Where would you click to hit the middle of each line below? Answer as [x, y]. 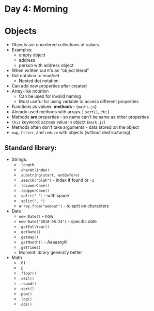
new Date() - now [36, 216]
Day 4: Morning [36, 9]
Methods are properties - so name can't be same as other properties [80, 117]
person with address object [46, 65]
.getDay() [29, 237]
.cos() [25, 304]
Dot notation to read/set [35, 76]
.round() [28, 284]
